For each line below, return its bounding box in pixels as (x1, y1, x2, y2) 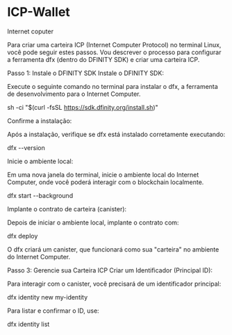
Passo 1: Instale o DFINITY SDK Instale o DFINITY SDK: (7, 69, 165, 77)
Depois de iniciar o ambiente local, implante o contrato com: (7, 218, 179, 227)
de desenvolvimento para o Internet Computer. (7, 90, 141, 98)
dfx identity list (7, 320, 50, 328)
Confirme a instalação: (7, 116, 72, 125)
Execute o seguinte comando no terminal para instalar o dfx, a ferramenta (7, 82, 219, 90)
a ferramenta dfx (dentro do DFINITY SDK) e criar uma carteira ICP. (7, 55, 200, 63)
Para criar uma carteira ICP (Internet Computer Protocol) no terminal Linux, (7, 40, 222, 49)
